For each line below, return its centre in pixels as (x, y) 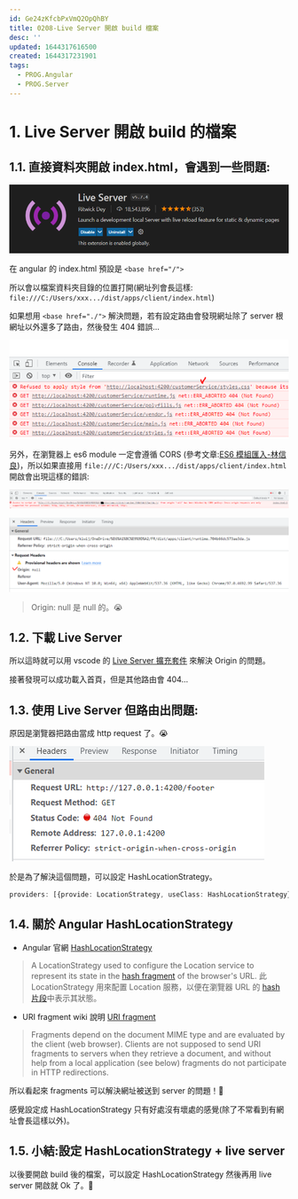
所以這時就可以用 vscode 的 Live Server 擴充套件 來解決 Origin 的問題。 (140, 661)
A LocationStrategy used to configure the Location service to (142, 965)
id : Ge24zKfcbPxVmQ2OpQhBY (59, 19)
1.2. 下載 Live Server (66, 637)
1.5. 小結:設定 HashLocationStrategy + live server (147, 1152)
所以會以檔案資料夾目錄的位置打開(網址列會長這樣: (101, 287)
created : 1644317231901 (53, 56)
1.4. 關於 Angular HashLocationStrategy (121, 925)
